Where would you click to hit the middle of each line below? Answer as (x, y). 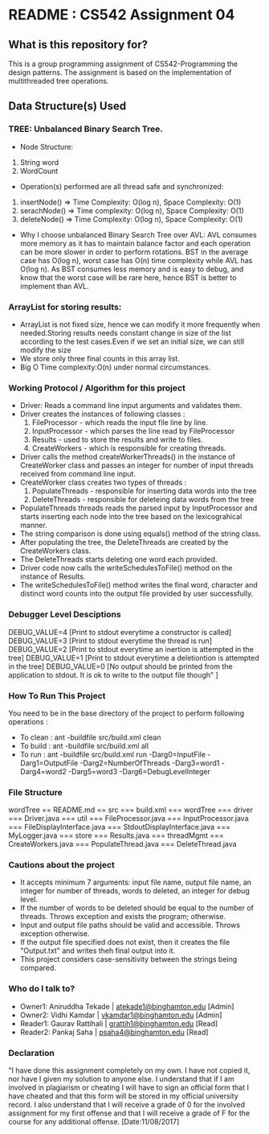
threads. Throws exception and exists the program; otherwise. (123, 917)
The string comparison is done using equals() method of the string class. (140, 534)
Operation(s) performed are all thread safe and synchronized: (122, 186)
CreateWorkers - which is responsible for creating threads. (129, 448)
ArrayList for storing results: (65, 307)
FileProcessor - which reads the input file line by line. (120, 423)
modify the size (45, 350)
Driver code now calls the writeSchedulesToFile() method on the (126, 568)
